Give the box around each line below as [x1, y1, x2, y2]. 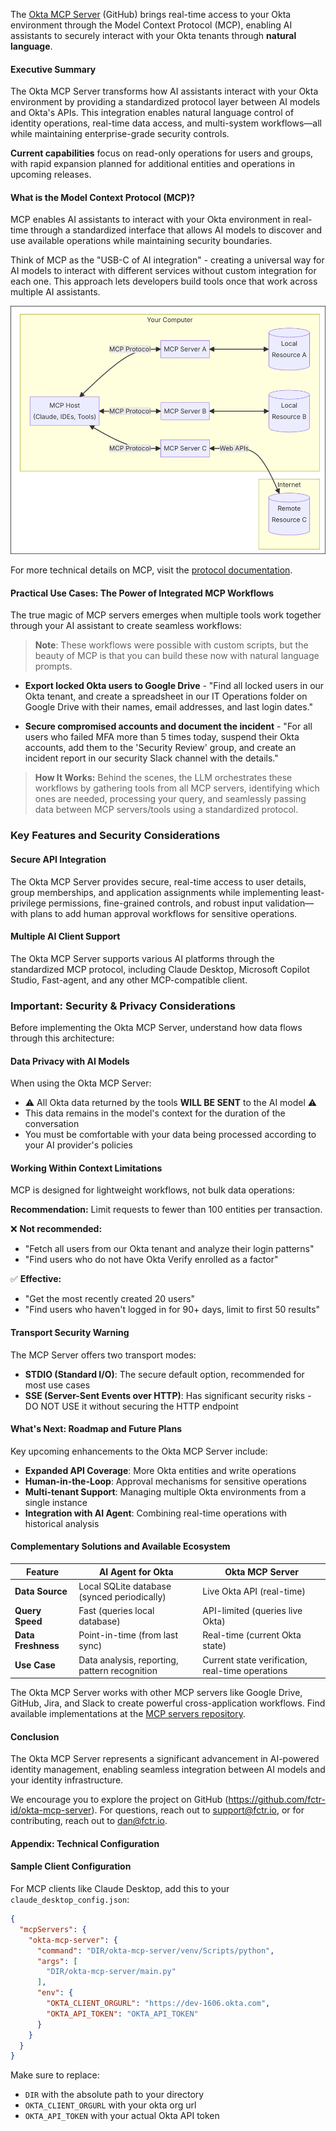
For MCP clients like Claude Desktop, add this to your [10, 1883, 230, 1895]
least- [300, 886, 325, 898]
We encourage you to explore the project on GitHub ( [10, 1794, 229, 1806]
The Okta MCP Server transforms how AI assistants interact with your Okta [10, 85, 319, 98]
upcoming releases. [10, 169, 92, 181]
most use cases [24, 1379, 91, 1391]
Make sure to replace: [10, 2069, 100, 2081]
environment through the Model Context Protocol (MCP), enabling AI [10, 19, 293, 31]
